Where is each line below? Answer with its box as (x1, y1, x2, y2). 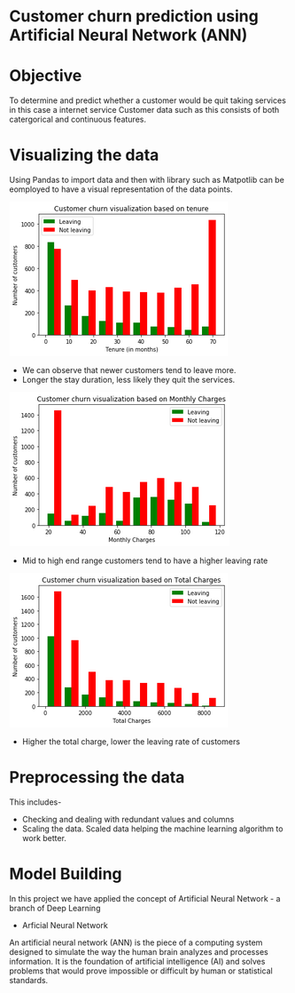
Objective (9, 66, 82, 86)
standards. (9, 974, 49, 985)
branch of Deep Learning (9, 902, 101, 913)
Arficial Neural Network (21, 919, 108, 930)
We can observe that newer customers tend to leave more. (21, 365, 237, 376)
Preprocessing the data (9, 767, 185, 788)
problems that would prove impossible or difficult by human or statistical (9, 965, 273, 976)
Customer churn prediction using (9, 6, 259, 27)
